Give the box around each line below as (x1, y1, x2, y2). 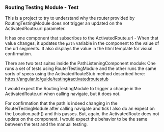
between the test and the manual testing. (5, 121, 88, 127)
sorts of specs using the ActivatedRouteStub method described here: (5, 71, 145, 77)
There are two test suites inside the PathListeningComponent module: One (5, 61, 156, 66)
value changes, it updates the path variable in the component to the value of (5, 40, 160, 46)
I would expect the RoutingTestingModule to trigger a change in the (5, 86, 141, 92)
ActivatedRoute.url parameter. (5, 26, 66, 32)
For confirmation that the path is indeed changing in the (5, 100, 118, 106)
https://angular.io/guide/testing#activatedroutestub (5, 76, 109, 82)
